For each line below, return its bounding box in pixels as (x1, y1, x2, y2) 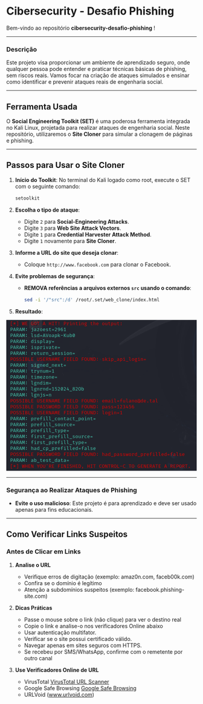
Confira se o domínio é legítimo (24, 579, 102, 586)
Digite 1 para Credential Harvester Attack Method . (24, 230, 152, 238)
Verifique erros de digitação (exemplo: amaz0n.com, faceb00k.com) (24, 573, 195, 580)
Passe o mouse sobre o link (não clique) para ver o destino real (24, 615, 182, 623)
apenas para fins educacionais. (14, 506, 94, 513)
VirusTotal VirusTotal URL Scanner (24, 678, 110, 685)
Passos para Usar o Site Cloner (6, 160, 125, 170)
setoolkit (14, 195, 40, 201)
